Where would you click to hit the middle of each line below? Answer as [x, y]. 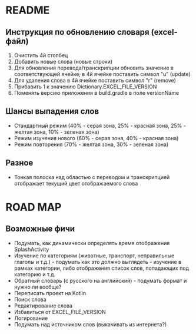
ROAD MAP [34, 207]
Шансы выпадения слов [52, 112]
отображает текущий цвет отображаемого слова [76, 183]
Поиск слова [30, 299]
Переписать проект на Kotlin [50, 293]
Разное [19, 163]
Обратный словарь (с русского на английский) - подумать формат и [100, 280]
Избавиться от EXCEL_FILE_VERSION [60, 312]
